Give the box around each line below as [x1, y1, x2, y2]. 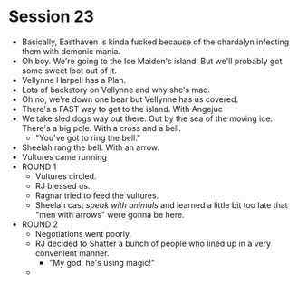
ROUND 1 [21, 161, 57, 172]
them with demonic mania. [21, 45, 121, 56]
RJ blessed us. [34, 180, 91, 191]
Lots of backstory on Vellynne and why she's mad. [21, 84, 211, 95]
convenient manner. [34, 247, 110, 259]
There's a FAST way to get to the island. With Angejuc [21, 103, 224, 114]
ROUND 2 [21, 219, 59, 230]
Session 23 [8, 6, 94, 27]
